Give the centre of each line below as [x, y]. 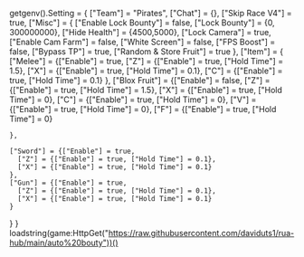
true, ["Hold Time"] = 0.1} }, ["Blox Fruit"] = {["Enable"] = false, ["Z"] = [140, 80]
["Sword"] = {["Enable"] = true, [72, 151]
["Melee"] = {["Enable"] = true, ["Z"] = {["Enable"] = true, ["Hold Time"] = [146, 61]
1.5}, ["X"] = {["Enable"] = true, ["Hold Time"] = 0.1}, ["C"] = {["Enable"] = [146, 71]
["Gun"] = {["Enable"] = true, [68, 183]
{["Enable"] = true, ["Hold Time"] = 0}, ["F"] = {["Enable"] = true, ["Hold [143, 109]
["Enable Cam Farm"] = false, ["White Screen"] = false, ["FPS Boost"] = [142, 42]
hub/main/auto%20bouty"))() [64, 243]
